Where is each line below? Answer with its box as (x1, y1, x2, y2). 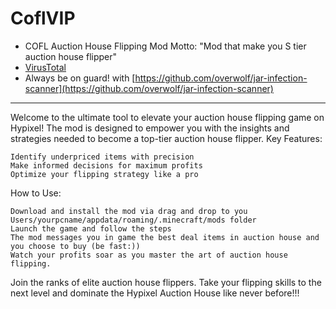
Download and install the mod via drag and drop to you (10, 206, 248, 216)
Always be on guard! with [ (24, 72, 136, 84)
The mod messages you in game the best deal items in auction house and (10, 232, 320, 242)
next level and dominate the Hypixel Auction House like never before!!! (10, 287, 300, 299)
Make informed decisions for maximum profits (10, 160, 203, 171)
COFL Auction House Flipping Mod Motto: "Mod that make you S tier (24, 40, 307, 52)
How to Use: (10, 187, 62, 199)
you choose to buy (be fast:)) (10, 241, 141, 251)
